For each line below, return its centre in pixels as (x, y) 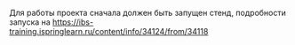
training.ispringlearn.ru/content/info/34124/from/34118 (109, 31)
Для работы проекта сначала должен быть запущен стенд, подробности (147, 13)
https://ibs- (73, 22)
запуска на (30, 22)
